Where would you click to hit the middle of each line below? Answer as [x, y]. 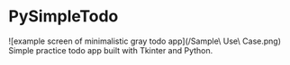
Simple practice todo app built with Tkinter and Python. [111, 50]
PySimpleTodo [63, 16]
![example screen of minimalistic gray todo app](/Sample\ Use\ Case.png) [145, 41]
